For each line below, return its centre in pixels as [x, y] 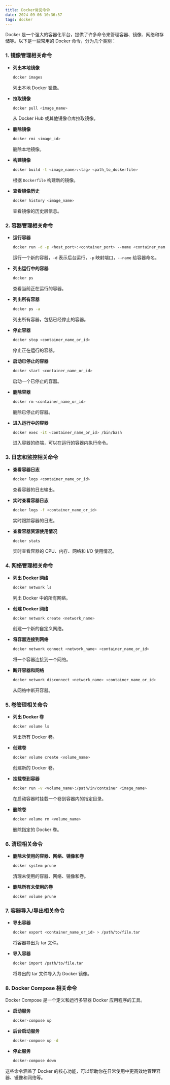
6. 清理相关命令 [24, 844]
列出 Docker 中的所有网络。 [41, 598]
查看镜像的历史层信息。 [37, 211]
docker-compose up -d [35, 1041]
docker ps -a [26, 309]
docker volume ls [31, 727]
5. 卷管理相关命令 [27, 705]
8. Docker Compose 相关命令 [41, 988]
